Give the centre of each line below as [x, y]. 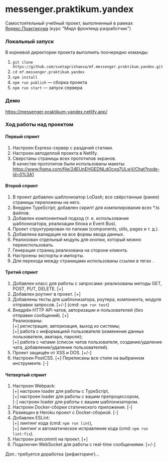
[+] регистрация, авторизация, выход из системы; [66, 326]
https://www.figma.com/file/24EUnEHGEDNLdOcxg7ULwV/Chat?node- [86, 169]
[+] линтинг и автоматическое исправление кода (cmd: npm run [80, 428]
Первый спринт [23, 137]
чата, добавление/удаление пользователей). [60, 347]
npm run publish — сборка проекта [50, 82]
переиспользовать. [33, 245]
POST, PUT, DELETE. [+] [38, 289]
